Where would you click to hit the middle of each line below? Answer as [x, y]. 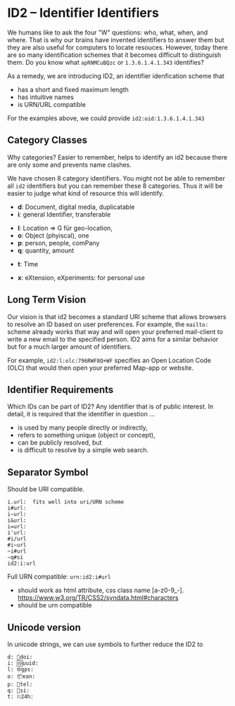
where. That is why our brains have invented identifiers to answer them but [116, 39]
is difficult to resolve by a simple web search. [83, 450]
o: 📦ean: [21, 676]
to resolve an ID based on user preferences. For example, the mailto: [108, 324]
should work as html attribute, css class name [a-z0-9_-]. [101, 590]
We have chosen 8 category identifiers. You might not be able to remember [116, 178]
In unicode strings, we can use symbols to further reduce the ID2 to [105, 644]
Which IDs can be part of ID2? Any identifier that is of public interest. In [110, 406]
